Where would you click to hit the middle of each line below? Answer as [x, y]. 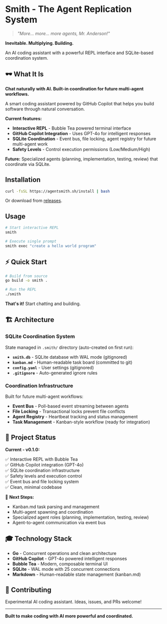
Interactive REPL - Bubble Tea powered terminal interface [72, 128]
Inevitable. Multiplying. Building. [39, 43]
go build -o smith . [27, 281]
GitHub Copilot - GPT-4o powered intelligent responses [70, 558]
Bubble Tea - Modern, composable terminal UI [60, 564]
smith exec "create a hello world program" [51, 246]
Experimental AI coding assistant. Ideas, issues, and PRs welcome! [73, 602]
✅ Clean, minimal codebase [34, 487]
